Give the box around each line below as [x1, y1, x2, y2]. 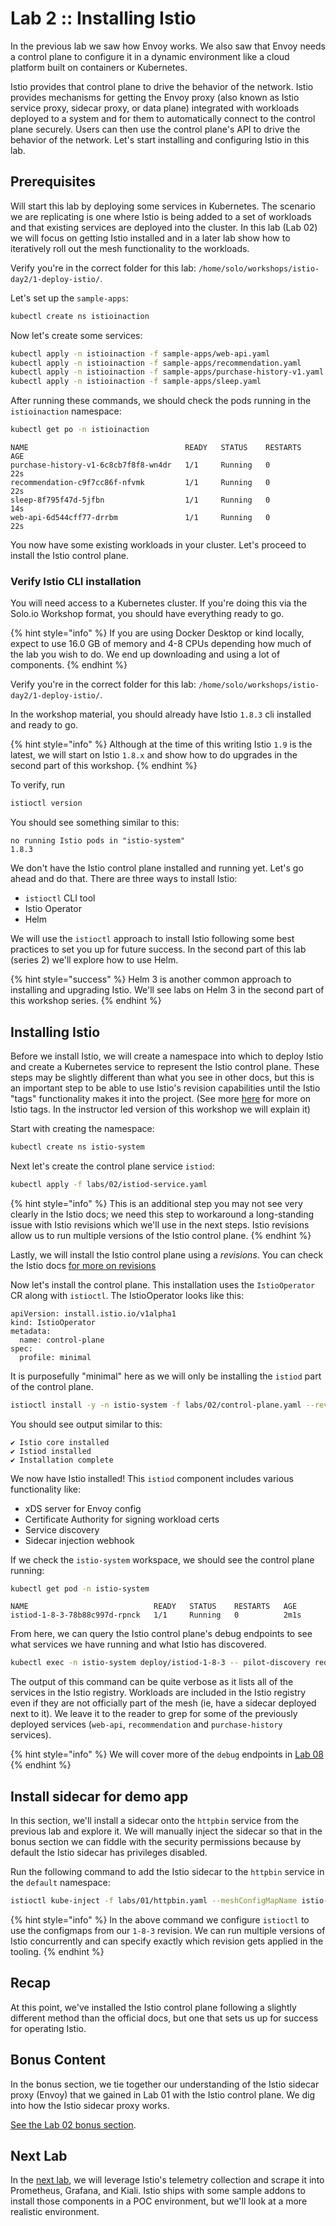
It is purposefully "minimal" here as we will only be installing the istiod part [10, 1370, 322, 1382]
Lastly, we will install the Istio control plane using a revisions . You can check [10, 1248, 324, 1261]
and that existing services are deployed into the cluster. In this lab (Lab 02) [10, 221, 318, 233]
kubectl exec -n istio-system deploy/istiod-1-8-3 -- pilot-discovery [10, 1658, 311, 1668]
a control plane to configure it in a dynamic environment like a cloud [10, 50, 290, 62]
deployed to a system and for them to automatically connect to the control [10, 112, 316, 124]
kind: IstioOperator [10, 1317, 97, 1327]
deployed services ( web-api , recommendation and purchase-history [10, 1718, 283, 1731]
